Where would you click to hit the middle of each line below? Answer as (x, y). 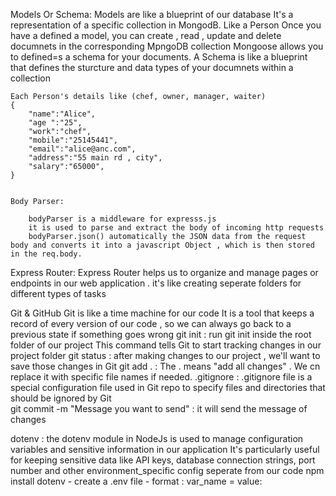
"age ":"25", (55, 123)
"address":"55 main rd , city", (95, 158)
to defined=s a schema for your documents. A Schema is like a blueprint (159, 57)
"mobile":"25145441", (73, 140)
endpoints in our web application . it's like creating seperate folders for (156, 283)
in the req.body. (46, 254)
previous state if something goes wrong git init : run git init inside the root (161, 334)
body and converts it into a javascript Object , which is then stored (162, 245)
